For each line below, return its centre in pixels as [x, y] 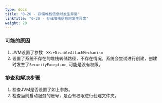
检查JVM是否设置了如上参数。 [42, 89]
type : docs [16, 9]
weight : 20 [16, 23]
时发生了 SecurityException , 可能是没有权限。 [57, 64]
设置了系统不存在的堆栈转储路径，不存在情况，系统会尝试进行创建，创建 [84, 58]
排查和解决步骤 [23, 78]
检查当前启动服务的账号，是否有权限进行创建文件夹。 [65, 95]
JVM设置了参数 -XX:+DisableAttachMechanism [57, 52]
